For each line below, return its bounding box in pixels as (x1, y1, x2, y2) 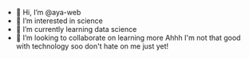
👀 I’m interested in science (15, 16, 104, 26)
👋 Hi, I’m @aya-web (15, 8, 81, 17)
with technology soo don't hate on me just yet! (15, 41, 169, 51)
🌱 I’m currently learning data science (15, 25, 137, 33)
